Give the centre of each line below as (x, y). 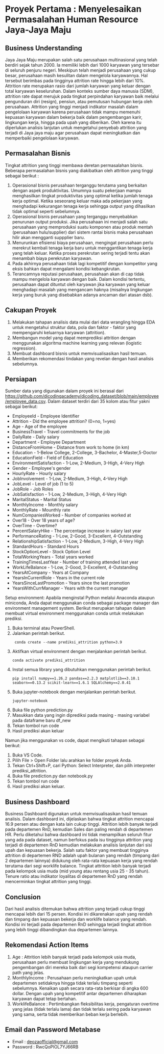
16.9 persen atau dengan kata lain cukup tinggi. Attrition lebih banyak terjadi (82, 824)
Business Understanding (44, 48)
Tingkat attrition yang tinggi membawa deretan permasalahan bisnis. (74, 165)
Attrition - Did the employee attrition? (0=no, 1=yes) (64, 421)
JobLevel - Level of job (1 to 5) (43, 484)
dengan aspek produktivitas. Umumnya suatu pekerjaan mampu (77, 190)
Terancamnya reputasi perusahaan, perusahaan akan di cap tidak (78, 274)
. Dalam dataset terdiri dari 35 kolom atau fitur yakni (98, 402)
